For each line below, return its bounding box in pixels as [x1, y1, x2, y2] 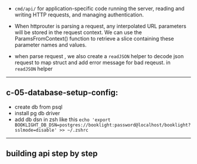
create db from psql [14, 103, 63, 111]
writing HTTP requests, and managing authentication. [14, 11, 144, 18]
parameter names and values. [14, 41, 87, 48]
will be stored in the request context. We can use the [14, 29, 142, 36]
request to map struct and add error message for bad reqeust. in [14, 59, 171, 66]
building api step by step [6, 149, 98, 159]
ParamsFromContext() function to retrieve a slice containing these [14, 35, 174, 42]
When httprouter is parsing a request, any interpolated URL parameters [14, 23, 186, 29]
